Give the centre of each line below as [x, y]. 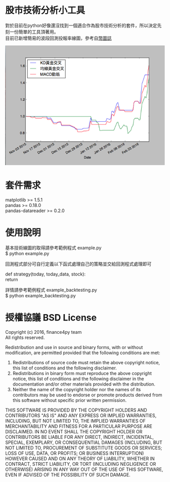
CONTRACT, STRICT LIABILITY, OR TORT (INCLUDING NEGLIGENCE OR [81, 464]
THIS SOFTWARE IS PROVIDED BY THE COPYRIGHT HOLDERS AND [76, 410]
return [12, 280]
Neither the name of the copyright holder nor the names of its [77, 389]
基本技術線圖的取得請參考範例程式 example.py [53, 248]
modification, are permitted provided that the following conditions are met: [83, 353]
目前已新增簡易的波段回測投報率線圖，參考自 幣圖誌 [58, 38]
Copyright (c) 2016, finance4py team [44, 332]
